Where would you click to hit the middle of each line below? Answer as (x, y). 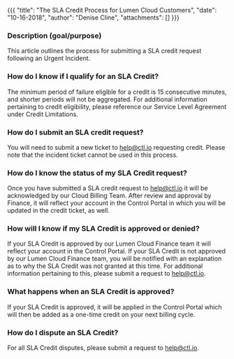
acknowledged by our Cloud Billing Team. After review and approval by (109, 196)
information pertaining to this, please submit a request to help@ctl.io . (107, 274)
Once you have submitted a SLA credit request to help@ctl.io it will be (108, 188)
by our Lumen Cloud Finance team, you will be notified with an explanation (115, 259)
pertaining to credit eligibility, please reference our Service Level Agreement (117, 106)
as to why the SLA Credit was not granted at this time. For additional (105, 266)
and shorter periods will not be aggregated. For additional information (107, 99)
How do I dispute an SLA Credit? (63, 332)
